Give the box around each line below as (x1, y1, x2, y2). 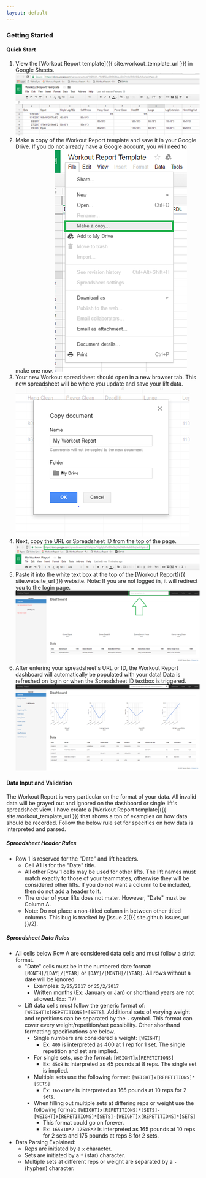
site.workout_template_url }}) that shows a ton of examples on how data (6, 812, 188, 819)
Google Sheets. (15, 66, 55, 74)
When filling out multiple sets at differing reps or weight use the (33, 1099, 194, 1106)
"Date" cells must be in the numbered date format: (24, 962, 152, 970)
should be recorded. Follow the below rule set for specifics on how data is (6, 819, 193, 826)
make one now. (15, 367, 54, 374)
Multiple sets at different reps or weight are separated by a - (24, 1158, 177, 1165)
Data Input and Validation (6, 779, 72, 786)
